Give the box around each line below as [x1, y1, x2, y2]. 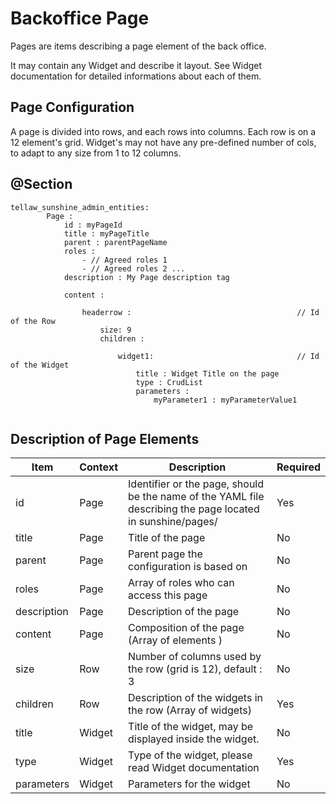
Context [79, 460, 119, 474]
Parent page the [128, 547, 203, 561]
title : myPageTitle [63, 228, 150, 239]
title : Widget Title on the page [135, 368, 280, 379]
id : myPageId [63, 220, 123, 230]
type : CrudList [135, 377, 203, 387]
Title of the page [128, 531, 206, 545]
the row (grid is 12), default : [128, 662, 263, 676]
